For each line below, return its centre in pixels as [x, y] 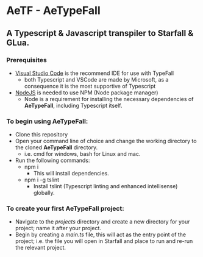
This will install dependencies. [71, 174]
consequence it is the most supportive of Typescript [90, 86]
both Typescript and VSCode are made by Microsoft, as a [96, 79]
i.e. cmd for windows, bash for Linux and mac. [82, 154]
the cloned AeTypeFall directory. [56, 147]
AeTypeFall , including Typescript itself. [73, 105]
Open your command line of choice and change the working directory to [106, 141]
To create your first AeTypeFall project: [65, 209]
